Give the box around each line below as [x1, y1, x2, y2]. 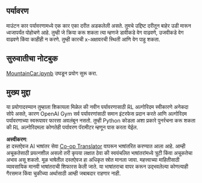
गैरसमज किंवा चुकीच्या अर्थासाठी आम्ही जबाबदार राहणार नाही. [6, 170, 121, 177]
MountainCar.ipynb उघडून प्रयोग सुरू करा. [6, 69, 98, 77]
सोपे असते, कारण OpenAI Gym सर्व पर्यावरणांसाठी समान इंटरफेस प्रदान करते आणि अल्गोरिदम [6, 110, 187, 118]
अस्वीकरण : [6, 136, 28, 143]
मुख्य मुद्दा [6, 88, 31, 98]
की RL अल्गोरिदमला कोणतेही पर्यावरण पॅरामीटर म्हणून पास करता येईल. [6, 124, 139, 131]
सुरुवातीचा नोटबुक [6, 54, 58, 64]
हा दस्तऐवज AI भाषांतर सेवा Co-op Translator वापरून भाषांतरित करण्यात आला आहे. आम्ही [6, 143, 186, 150]
